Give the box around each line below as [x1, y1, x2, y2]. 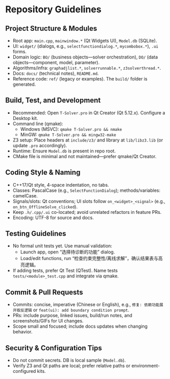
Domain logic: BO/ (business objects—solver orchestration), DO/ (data [12, 54, 158, 60]
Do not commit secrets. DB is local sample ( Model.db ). [12, 357, 126, 364]
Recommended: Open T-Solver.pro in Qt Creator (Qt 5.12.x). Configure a [12, 109, 165, 116]
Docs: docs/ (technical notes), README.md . [12, 70, 99, 76]
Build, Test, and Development [5, 96, 101, 105]
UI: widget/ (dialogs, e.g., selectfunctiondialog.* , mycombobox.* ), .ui [12, 43, 159, 49]
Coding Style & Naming [5, 168, 81, 177]
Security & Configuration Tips [5, 344, 102, 352]
